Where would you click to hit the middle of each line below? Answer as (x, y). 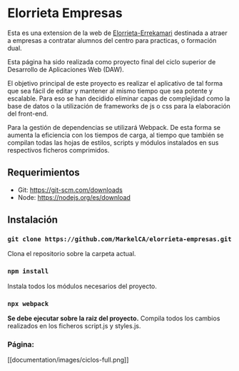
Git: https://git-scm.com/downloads (70, 190)
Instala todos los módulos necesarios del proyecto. (82, 286)
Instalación (33, 220)
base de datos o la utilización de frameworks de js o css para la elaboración (119, 106)
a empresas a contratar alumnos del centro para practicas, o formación (112, 40)
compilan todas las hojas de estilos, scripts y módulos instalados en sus (113, 142)
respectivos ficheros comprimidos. (59, 150)
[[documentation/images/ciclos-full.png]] (68, 360)
